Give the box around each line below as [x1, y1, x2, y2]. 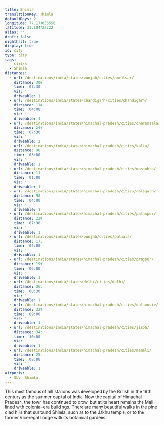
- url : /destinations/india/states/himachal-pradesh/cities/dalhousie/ [9, 302, 159, 307]
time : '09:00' [14, 311, 42, 317]
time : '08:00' [14, 357, 42, 362]
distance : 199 [14, 261, 42, 266]
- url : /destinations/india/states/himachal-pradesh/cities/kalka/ [9, 144, 150, 149]
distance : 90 [14, 148, 41, 153]
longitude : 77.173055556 [5, 21, 56, 26]
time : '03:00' [14, 152, 42, 157]
